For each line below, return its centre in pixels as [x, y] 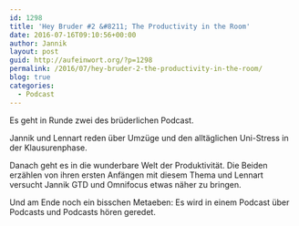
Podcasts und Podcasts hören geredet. [83, 211]
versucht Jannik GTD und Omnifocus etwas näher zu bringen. [125, 184]
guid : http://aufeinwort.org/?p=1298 [81, 60]
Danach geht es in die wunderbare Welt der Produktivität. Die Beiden [139, 165]
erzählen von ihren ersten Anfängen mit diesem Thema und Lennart [137, 175]
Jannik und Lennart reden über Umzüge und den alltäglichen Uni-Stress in [149, 138]
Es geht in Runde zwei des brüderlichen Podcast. [102, 120]
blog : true [30, 77]
